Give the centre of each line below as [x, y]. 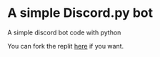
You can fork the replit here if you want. [66, 46]
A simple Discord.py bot [80, 13]
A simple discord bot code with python [64, 32]
